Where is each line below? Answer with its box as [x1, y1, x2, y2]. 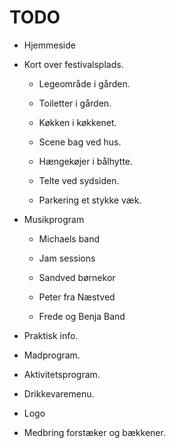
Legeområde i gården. [38, 77, 131, 90]
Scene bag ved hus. [38, 136, 122, 148]
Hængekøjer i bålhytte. [38, 155, 134, 167]
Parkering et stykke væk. [38, 194, 142, 206]
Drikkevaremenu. [23, 387, 95, 400]
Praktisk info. [23, 329, 79, 341]
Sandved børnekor [38, 271, 116, 283]
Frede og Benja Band [38, 310, 126, 322]
